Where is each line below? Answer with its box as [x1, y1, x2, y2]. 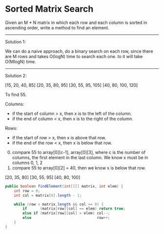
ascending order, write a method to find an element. [5, 24, 109, 30]
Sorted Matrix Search [5, 3, 94, 15]
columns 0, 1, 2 [12, 160, 43, 166]
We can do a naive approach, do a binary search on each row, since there [5, 48, 153, 54]
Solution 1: [5, 39, 26, 44]
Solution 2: [5, 72, 27, 79]
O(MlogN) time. [5, 59, 36, 64]
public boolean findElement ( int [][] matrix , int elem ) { [5, 184, 123, 189]
